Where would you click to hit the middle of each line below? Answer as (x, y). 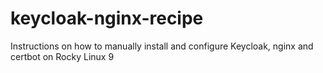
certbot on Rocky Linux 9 (62, 56)
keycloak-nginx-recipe (107, 18)
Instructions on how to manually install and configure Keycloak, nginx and (162, 46)
